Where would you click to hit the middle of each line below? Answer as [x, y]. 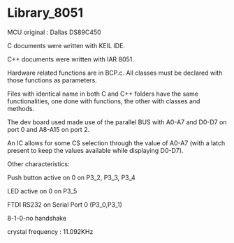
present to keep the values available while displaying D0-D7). [95, 150]
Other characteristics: [38, 164]
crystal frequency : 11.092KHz [50, 231]
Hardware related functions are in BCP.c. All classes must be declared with [115, 73]
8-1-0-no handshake [37, 218]
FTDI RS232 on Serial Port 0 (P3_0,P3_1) [65, 205]
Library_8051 [45, 13]
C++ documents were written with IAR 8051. [71, 59]
